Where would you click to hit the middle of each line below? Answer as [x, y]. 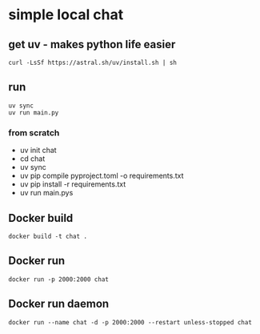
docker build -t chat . [48, 236]
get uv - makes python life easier [92, 44]
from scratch [34, 132]
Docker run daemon [59, 304]
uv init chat [38, 151]
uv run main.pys [46, 193]
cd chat [32, 159]
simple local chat [66, 15]
